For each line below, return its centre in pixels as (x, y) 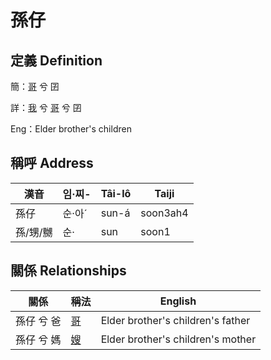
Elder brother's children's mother (178, 339)
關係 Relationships (68, 271)
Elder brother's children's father (175, 320)
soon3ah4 (164, 213)
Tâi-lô (116, 193)
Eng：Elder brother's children (71, 129)
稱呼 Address (52, 163)
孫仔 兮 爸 (38, 321)
